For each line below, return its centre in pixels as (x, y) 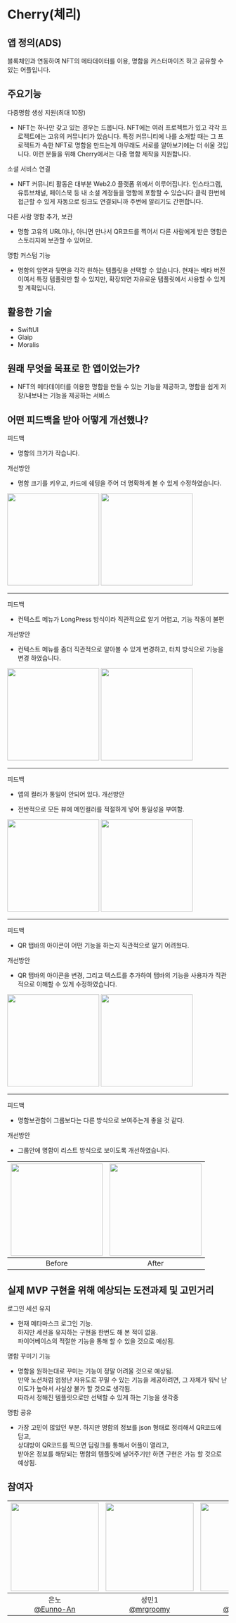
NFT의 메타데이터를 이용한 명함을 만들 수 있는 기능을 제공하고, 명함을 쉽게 (118, 387)
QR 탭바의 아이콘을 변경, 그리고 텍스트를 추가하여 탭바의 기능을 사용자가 (116, 975)
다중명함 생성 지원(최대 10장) (47, 112)
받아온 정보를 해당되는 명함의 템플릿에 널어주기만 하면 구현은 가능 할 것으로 (120, 1454)
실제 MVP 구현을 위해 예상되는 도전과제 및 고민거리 (111, 1290)
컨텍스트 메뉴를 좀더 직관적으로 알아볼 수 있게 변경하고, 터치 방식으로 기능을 (120, 649)
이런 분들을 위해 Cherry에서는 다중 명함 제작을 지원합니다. (112, 154)
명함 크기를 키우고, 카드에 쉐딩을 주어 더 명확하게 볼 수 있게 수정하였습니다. (119, 483)
